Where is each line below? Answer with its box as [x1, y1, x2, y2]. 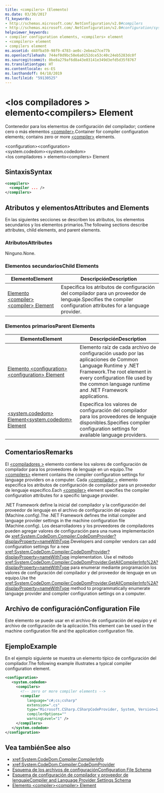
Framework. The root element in [80, 368, 152, 375]
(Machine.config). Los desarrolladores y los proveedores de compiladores [5, 523, 154, 529]
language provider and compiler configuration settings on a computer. [5, 590, 146, 596]
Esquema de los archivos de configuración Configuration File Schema [12, 767, 152, 773]
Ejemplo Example [5, 642, 57, 650]
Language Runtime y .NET [80, 362, 140, 369]
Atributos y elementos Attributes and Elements [5, 204, 149, 212]
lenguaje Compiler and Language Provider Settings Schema [12, 777, 131, 783]
